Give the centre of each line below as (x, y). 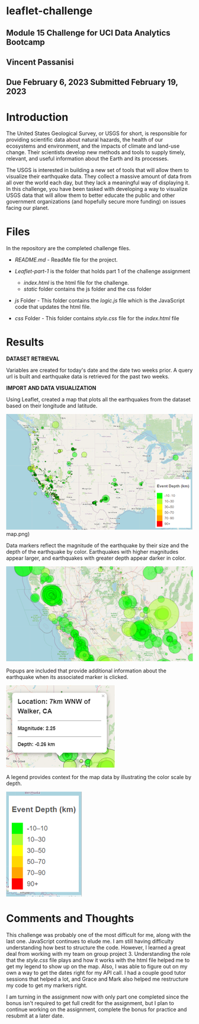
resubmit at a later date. (35, 1016)
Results (25, 342)
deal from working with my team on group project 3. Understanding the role (98, 953)
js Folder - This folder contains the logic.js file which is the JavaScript (99, 301)
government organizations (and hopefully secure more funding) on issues (96, 202)
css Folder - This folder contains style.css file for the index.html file (97, 318)
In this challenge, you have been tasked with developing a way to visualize (97, 189)
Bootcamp (26, 42)
